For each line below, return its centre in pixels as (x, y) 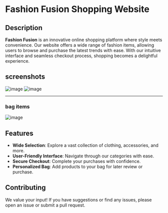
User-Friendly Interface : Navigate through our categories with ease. (83, 156)
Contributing (25, 188)
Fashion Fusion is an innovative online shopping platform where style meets (84, 40)
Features (19, 133)
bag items (17, 106)
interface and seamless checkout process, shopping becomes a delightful (81, 56)
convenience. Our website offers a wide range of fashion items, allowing (79, 45)
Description (24, 28)
